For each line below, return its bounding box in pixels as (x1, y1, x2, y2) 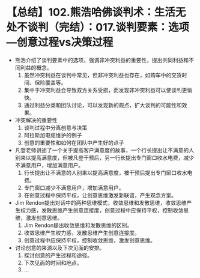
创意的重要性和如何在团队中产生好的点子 (23, 139, 124, 146)
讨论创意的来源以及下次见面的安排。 (14, 244, 105, 251)
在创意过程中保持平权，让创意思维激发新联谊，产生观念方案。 (23, 192, 177, 199)
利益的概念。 (20, 64, 52, 71)
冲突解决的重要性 (14, 116, 58, 124)
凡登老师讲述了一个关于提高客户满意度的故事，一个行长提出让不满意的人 (14, 147, 194, 154)
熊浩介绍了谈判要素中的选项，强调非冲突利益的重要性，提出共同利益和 (14, 56, 189, 64)
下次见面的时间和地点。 (23, 259, 82, 266)
